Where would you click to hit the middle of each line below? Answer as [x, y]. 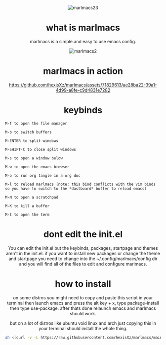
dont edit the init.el [83, 234]
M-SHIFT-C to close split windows [41, 149]
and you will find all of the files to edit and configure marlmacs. [83, 264]
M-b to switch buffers [28, 132]
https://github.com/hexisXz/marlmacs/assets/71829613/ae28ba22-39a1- [83, 85]
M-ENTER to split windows [32, 141]
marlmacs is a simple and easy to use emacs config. [83, 41]
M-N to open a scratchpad [32, 197]
